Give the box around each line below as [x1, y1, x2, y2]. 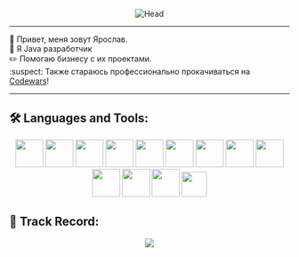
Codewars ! [9, 76, 50, 86]
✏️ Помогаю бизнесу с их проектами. [9, 53, 152, 64]
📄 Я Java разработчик [9, 44, 93, 53]
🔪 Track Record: [9, 214, 100, 229]
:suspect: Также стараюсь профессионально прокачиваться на [9, 67, 251, 76]
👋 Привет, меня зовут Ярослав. [9, 34, 128, 44]
